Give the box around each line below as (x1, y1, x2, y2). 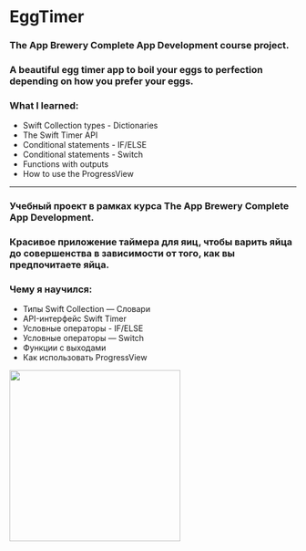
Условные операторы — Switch (22, 333, 144, 344)
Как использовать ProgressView (22, 352, 148, 363)
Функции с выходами (22, 342, 107, 353)
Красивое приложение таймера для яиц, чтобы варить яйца (9, 235, 293, 248)
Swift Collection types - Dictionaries (22, 120, 158, 131)
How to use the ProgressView (22, 169, 134, 180)
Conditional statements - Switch (22, 149, 144, 161)
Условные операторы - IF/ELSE (22, 323, 144, 334)
